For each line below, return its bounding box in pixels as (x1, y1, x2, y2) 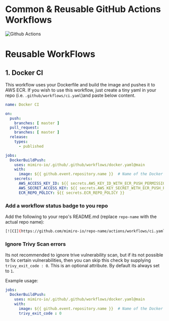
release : (10, 135, 28, 140)
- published (18, 144, 44, 149)
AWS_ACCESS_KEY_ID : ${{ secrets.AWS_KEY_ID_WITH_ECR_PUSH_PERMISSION (18, 181, 167, 186)
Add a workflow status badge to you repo (5, 202, 108, 209)
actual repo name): (5, 219, 44, 225)
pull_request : (10, 125, 39, 130)
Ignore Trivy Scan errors (5, 240, 66, 247)
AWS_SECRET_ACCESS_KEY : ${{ (18, 185, 78, 190)
